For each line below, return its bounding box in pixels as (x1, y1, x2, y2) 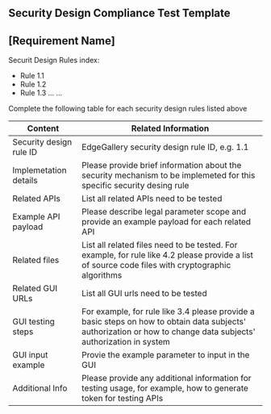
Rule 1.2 (19, 80, 47, 90)
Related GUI (12, 282, 58, 294)
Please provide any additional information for (81, 373, 252, 384)
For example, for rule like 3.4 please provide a (81, 306, 256, 317)
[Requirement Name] (8, 34, 115, 48)
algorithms (81, 270, 123, 281)
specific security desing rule (81, 180, 190, 191)
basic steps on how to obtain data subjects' (81, 316, 246, 328)
